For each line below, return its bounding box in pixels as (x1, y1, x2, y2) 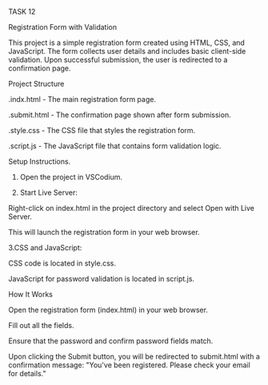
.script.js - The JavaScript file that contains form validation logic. (8, 141, 222, 151)
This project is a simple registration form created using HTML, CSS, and (8, 38, 246, 47)
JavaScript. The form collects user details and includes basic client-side (8, 47, 246, 55)
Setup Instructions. (8, 156, 71, 166)
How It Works (8, 290, 54, 299)
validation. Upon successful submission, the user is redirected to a (8, 55, 228, 64)
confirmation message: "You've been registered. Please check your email (8, 360, 250, 370)
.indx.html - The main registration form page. (8, 95, 156, 103)
